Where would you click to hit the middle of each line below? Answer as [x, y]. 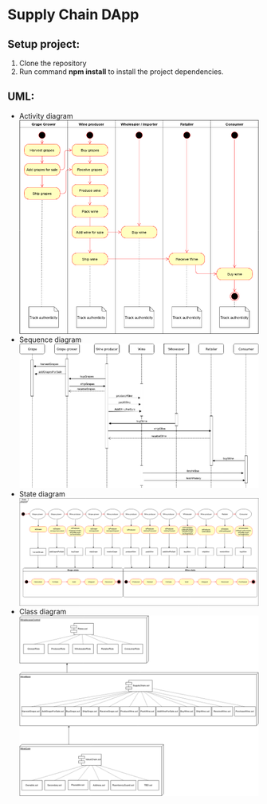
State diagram [42, 494]
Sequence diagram [50, 339]
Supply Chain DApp [73, 15]
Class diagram [43, 611]
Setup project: [44, 44]
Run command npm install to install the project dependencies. [121, 72]
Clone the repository [53, 63]
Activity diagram [46, 116]
